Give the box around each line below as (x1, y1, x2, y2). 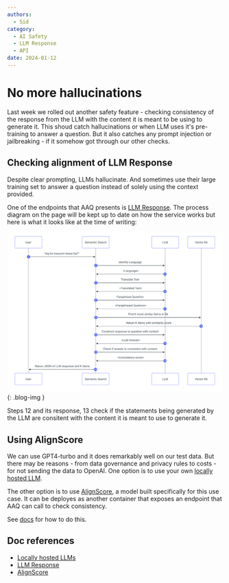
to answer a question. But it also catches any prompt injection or (29, 129, 212, 137)
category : (7, 25, 36, 32)
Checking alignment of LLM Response (7, 157, 173, 168)
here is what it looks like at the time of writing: (7, 217, 137, 226)
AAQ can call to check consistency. (7, 502, 108, 510)
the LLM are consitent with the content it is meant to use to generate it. (7, 414, 207, 422)
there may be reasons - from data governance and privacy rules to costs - (7, 459, 217, 467)
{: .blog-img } (7, 393, 45, 401)
